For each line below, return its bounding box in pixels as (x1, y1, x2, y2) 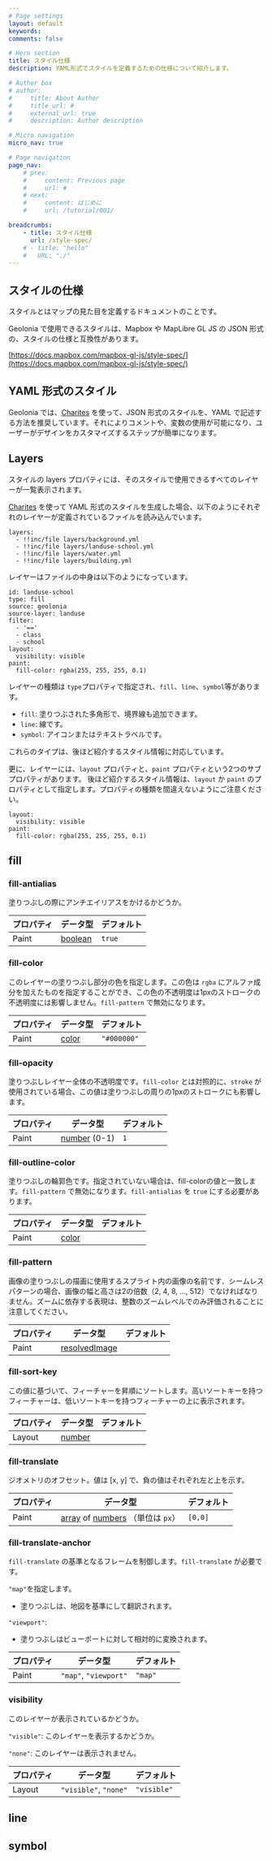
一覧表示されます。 (22, 484, 87, 494)
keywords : (8, 27, 42, 35)
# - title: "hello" (23, 244, 89, 252)
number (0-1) (60, 1132, 115, 1144)
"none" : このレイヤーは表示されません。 (8, 1748, 141, 1758)
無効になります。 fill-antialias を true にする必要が (74, 1187, 253, 1197)
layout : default (8, 19, 63, 28)
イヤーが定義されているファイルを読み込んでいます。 (29, 512, 207, 522)
